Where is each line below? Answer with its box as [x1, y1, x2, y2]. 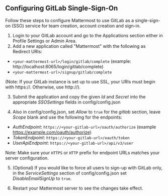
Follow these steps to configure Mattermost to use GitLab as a [5, 17, 134, 23]
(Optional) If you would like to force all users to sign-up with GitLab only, [12, 164, 162, 170]
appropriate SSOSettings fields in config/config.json [12, 99, 121, 105]
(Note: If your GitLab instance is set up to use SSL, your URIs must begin [5, 78, 156, 84]
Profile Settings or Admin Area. [12, 38, 77, 44]
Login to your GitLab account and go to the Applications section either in [12, 32, 163, 38]
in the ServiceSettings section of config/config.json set [12, 170, 127, 176]
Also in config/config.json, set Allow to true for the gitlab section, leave [12, 109, 161, 115]
